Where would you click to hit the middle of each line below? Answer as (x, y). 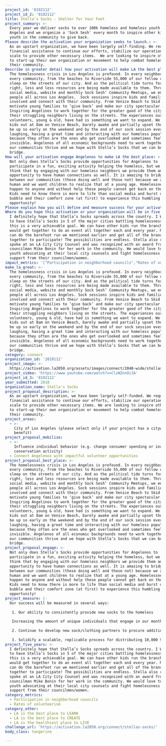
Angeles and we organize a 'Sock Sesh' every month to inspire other (83, 33)
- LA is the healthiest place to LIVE (50, 723)
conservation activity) (39, 451)
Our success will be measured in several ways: (60, 603)
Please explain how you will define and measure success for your (75, 208)
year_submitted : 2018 (27, 382)
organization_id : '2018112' (34, 359)
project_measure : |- (26, 598)
